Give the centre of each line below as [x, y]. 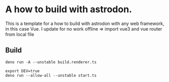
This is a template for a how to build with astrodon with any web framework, [85, 23]
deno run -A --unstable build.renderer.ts [51, 62]
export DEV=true [22, 71]
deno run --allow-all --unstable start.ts [51, 75]
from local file [20, 34]
